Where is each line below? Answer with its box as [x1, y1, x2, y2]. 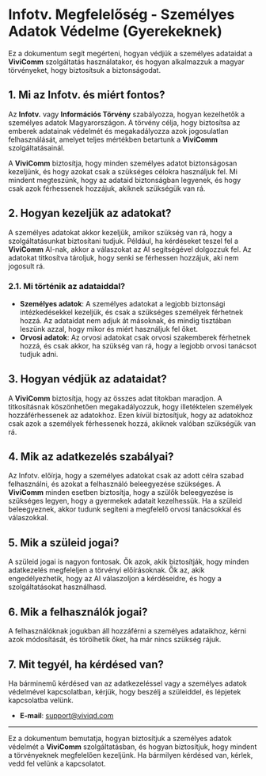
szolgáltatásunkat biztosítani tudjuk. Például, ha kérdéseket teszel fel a [8, 236, 239, 245]
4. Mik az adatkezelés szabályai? [8, 450, 174, 464]
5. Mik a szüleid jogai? [8, 536, 120, 550]
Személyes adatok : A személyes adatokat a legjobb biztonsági [19, 299, 226, 308]
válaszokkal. [8, 513, 49, 523]
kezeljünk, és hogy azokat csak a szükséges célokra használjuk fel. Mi [8, 166, 237, 176]
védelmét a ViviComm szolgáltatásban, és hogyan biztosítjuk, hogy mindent [8, 742, 257, 751]
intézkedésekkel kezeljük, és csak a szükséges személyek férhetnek [19, 307, 244, 317]
